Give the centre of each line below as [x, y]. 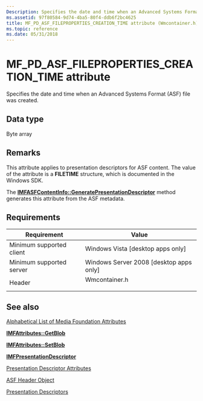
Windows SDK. [25, 180]
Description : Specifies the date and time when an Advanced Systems [94, 12]
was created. [23, 100]
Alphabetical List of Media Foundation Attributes [66, 322]
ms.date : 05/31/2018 [32, 34]
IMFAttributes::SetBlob [36, 345]
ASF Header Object [30, 380]
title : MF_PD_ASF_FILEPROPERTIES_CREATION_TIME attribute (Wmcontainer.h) [102, 23]
